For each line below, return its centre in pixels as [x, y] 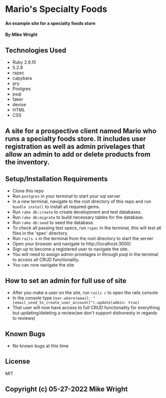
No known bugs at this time [40, 346]
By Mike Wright [21, 35]
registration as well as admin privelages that [75, 146]
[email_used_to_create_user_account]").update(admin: [69, 303]
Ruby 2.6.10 [24, 62]
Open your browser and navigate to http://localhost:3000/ [72, 244]
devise [19, 105]
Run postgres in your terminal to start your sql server [66, 196]
